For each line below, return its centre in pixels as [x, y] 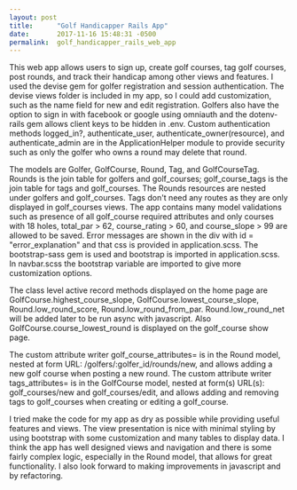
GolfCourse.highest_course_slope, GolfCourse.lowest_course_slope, [134, 300]
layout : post [33, 17]
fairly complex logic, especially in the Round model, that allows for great [141, 457]
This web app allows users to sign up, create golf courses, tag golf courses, [148, 67]
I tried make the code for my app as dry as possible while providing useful [145, 419]
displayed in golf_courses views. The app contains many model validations [145, 207]
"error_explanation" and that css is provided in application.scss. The [134, 245]
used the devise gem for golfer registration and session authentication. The [147, 86]
